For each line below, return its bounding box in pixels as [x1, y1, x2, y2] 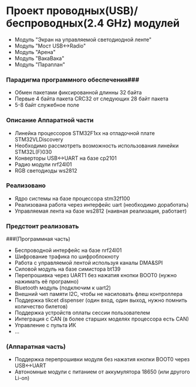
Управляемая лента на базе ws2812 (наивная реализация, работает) [14, 207, 187, 214]
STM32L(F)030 [14, 148, 52, 155]
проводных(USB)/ [46, 4, 138, 18]
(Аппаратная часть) [6, 342, 66, 351]
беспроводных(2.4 [6, 16, 104, 30]
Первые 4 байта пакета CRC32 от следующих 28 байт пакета [14, 95, 169, 102]
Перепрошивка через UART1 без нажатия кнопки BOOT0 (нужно [14, 272, 177, 279]
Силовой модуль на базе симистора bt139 [14, 265, 121, 272]
